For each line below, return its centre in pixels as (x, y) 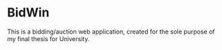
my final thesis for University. (48, 38)
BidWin (28, 13)
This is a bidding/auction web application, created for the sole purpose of (111, 32)
